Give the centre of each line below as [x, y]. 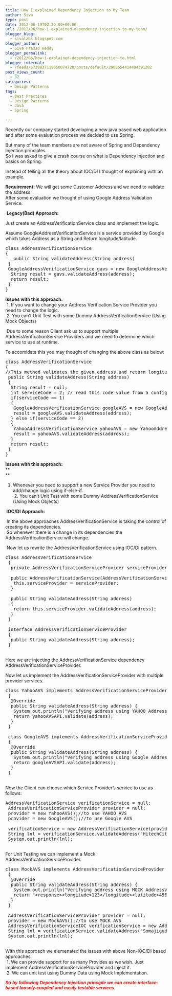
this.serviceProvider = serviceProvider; [66, 583]
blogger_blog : [20, 34]
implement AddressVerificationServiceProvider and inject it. [68, 967]
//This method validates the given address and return [76, 372]
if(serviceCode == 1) [38, 398]
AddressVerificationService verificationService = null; [78, 803]
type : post [17, 20]
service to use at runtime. [32, 342]
